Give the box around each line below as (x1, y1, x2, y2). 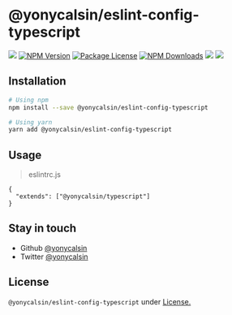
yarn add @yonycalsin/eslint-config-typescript (8, 126, 173, 134)
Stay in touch (8, 222, 77, 235)
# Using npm (8, 96, 49, 104)
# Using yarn (8, 118, 53, 127)
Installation (8, 75, 67, 88)
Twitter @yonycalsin (19, 252, 88, 261)
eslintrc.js (28, 170, 61, 179)
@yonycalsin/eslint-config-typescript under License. (8, 296, 191, 306)
